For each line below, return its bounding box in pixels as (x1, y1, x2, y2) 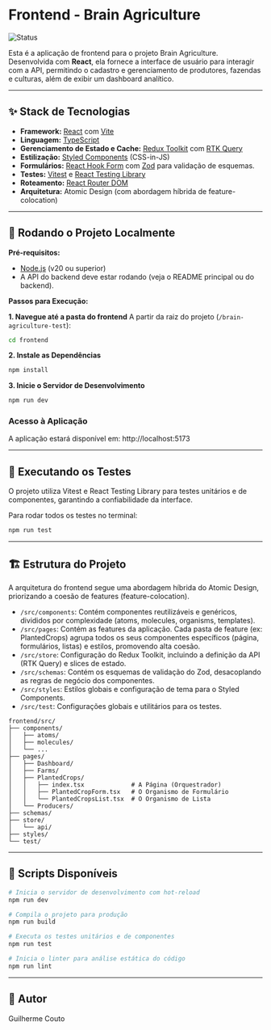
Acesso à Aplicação (8, 416, 88, 427)
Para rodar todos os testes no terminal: (8, 511, 138, 521)
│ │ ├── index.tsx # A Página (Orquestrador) (8, 780, 222, 789)
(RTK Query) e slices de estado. (19, 658, 127, 668)
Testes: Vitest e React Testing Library (19, 169, 146, 179)
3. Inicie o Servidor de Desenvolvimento (8, 381, 145, 390)
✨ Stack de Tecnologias (8, 105, 131, 119)
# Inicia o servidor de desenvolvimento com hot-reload (8, 888, 200, 897)
